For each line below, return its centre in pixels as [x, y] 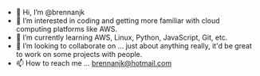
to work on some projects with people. [79, 54]
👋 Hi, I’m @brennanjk [50, 12]
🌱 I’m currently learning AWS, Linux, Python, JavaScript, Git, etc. [122, 37]
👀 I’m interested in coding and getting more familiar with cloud [118, 21]
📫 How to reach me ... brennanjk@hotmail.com [94, 63]
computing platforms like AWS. [67, 29]
